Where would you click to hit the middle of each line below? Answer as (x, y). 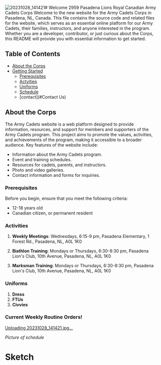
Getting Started (27, 71)
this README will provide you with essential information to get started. (76, 39)
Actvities (28, 81)
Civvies (20, 304)
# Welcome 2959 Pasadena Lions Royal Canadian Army (100, 8)
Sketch (19, 357)
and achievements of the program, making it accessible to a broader (73, 140)
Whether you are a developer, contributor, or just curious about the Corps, (79, 33)
